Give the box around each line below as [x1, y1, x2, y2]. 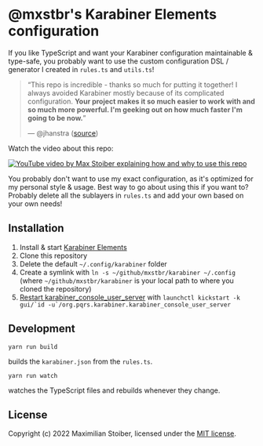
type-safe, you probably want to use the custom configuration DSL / [8, 56, 229, 66]
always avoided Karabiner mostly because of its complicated [27, 88, 225, 97]
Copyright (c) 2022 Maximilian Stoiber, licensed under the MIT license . [8, 429, 237, 438]
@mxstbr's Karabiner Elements [8, 5, 217, 24]
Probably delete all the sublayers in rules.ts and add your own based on [8, 190, 244, 200]
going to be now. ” [27, 113, 86, 122]
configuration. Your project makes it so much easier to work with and [27, 96, 255, 106]
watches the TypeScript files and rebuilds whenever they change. [8, 386, 221, 395]
